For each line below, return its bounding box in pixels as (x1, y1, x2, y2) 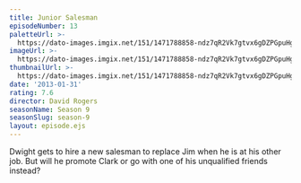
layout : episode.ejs (9, 122, 87, 131)
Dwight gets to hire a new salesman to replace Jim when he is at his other (9, 146, 282, 157)
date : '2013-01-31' (9, 80, 82, 89)
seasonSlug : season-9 (9, 113, 90, 122)
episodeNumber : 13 (9, 22, 78, 30)
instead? (9, 165, 41, 176)
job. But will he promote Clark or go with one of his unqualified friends (9, 156, 269, 166)
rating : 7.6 (9, 88, 54, 97)
